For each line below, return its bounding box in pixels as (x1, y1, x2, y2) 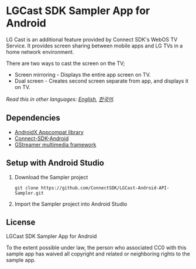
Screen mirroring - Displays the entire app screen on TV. (14, 71, 151, 78)
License (6, 217, 36, 227)
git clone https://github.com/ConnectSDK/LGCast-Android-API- (14, 185, 170, 191)
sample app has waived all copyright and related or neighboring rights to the (6, 250, 190, 257)
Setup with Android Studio (6, 158, 104, 168)
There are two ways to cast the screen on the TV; (6, 60, 125, 67)
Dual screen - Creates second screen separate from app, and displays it (14, 77, 189, 84)
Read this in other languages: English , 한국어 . (6, 96, 115, 103)
